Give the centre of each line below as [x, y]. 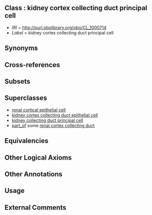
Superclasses [26, 98]
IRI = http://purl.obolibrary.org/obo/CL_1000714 [59, 27]
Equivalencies [26, 141]
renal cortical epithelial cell [39, 110]
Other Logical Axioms [38, 157]
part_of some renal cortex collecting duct [53, 125]
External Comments [35, 207]
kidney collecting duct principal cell [47, 120]
